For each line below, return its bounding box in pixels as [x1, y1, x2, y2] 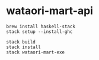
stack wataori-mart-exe [6, 49, 65, 55]
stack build [6, 39, 36, 45]
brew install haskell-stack [6, 24, 76, 29]
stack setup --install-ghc [6, 28, 73, 35]
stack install [6, 44, 41, 50]
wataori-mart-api [6, 4, 94, 18]
